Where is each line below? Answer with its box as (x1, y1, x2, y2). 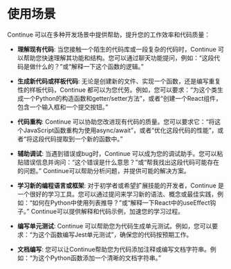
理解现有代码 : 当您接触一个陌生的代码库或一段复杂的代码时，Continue (17, 45, 216, 53)
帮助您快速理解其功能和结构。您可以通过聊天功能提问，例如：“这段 (23, 53, 214, 62)
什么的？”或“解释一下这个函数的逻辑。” (35, 62, 144, 70)
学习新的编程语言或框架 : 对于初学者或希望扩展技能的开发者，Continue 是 (17, 181, 225, 190)
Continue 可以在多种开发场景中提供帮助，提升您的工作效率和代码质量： (7, 30, 211, 39)
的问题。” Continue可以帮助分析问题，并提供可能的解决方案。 (17, 166, 190, 175)
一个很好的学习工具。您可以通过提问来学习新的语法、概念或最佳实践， (17, 190, 218, 198)
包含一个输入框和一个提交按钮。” (17, 103, 109, 111)
